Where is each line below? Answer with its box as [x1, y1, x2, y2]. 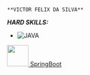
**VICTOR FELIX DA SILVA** [7, 6, 84, 13]
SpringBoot [29, 60, 62, 68]
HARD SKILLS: [7, 18, 49, 26]
